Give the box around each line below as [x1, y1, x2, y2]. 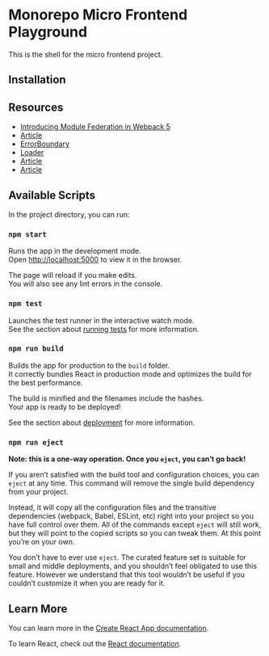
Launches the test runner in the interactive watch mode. [8, 315, 195, 325]
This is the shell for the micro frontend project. [8, 49, 163, 59]
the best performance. [8, 377, 83, 387]
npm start [8, 229, 47, 239]
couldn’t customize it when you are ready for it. [8, 578, 166, 588]
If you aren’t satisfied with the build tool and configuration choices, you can [8, 470, 260, 480]
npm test [8, 299, 43, 309]
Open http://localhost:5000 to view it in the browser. [8, 254, 183, 264]
